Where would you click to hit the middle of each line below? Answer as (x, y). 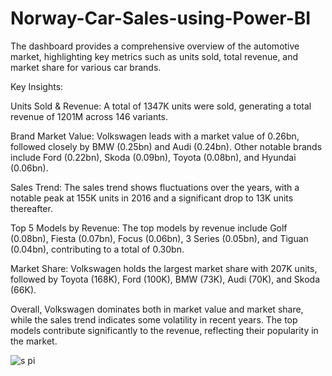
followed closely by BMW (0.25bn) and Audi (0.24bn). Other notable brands (166, 146)
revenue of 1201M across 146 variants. (89, 116)
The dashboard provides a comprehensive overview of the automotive (155, 46)
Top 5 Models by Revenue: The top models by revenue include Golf (149, 228)
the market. (34, 341)
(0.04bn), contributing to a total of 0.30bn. (97, 249)
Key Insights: (37, 86)
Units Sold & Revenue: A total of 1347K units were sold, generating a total (161, 106)
